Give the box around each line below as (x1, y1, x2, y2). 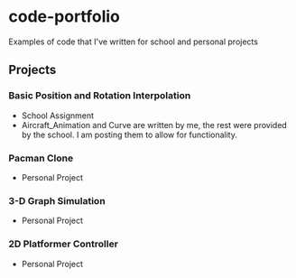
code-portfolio (8, 6, 121, 27)
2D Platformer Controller (8, 237, 119, 250)
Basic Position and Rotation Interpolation (8, 89, 191, 102)
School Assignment (21, 110, 95, 121)
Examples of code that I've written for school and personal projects (8, 36, 259, 47)
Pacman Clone (8, 152, 74, 164)
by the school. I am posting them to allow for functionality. (21, 129, 238, 140)
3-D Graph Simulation (8, 194, 106, 207)
